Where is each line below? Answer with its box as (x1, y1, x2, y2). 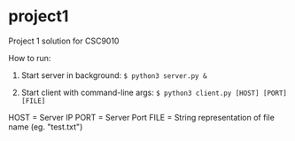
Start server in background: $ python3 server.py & (20, 69, 207, 81)
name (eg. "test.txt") (8, 121, 83, 132)
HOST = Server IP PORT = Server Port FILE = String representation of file (8, 112, 276, 122)
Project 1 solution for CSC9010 (8, 35, 120, 46)
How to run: (8, 52, 51, 63)
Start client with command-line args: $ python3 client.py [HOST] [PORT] (20, 87, 287, 98)
